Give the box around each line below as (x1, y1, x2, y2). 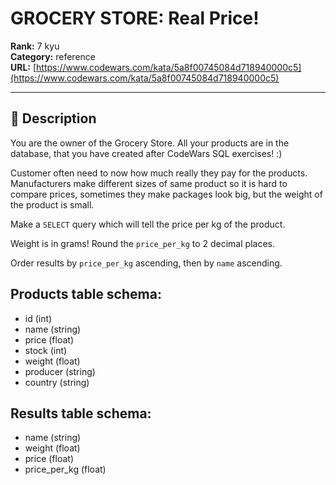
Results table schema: (10, 405, 152, 422)
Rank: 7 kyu (10, 40, 60, 52)
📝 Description (10, 110, 97, 127)
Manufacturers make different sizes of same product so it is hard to (10, 177, 288, 189)
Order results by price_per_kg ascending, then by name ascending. (10, 257, 283, 269)
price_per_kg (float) (24, 463, 107, 476)
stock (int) (24, 344, 68, 356)
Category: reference (10, 50, 96, 62)
